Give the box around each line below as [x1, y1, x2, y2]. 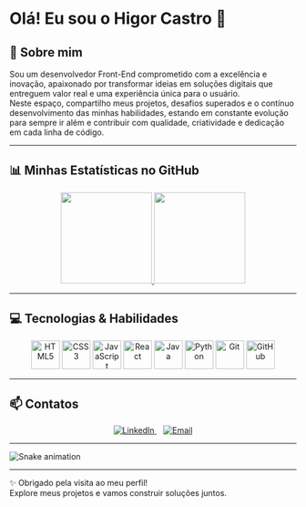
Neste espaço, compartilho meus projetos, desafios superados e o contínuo [9, 98, 294, 109]
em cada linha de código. [9, 127, 105, 138]
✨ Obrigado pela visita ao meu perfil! [9, 478, 148, 489]
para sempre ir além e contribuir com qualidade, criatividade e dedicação [9, 118, 285, 128]
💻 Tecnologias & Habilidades [9, 311, 179, 326]
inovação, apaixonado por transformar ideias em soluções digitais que [9, 78, 273, 89]
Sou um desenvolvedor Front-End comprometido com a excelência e [9, 68, 268, 79]
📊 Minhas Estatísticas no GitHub [9, 163, 200, 179]
